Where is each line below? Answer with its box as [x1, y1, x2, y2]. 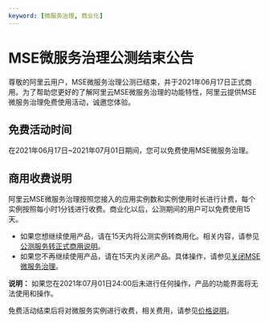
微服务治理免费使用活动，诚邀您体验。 [8, 97, 135, 107]
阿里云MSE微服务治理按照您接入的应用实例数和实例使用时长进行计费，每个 [8, 194, 256, 204]
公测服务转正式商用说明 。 [19, 242, 105, 251]
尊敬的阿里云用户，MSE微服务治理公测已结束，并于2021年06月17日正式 [8, 77, 245, 87]
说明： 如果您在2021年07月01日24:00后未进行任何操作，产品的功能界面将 [8, 279, 251, 288]
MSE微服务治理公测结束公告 [8, 49, 194, 67]
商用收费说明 [8, 171, 72, 185]
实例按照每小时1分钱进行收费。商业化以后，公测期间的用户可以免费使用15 [8, 204, 251, 214]
